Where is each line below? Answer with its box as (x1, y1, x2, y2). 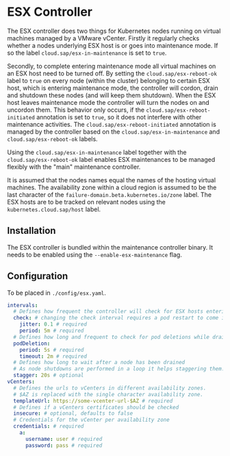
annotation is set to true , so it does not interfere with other (36, 112, 202, 121)
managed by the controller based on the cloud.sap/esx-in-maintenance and (7, 128, 220, 136)
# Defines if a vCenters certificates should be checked (13, 404, 179, 411)
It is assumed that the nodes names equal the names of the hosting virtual (7, 176, 216, 184)
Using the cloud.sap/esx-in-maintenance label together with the (7, 148, 187, 156)
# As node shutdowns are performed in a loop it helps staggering (13, 365, 207, 372)
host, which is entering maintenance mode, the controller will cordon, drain (7, 84, 218, 92)
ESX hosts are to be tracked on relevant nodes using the (7, 197, 166, 206)
